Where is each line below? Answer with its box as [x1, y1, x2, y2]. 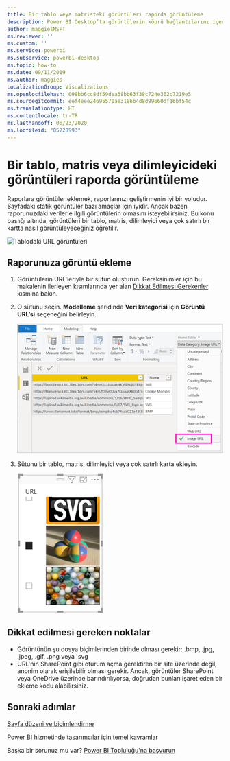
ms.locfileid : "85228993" [7, 127, 81, 134]
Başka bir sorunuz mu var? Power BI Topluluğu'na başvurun [7, 746, 176, 754]
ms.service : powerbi [7, 47, 66, 54]
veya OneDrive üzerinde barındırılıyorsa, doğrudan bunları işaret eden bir [16, 674, 223, 682]
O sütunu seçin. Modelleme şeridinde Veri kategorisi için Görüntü [16, 303, 205, 312]
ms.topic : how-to [7, 62, 57, 69]
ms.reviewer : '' [7, 33, 53, 40]
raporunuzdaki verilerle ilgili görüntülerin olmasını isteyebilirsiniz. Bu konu [7, 209, 214, 218]
